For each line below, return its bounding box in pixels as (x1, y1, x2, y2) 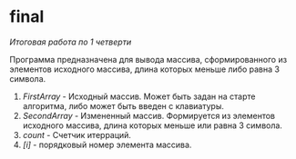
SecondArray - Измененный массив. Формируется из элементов (22, 110, 276, 121)
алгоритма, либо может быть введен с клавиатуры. (22, 100, 225, 111)
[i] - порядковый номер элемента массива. (22, 139, 192, 150)
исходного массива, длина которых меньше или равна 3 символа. (22, 120, 282, 131)
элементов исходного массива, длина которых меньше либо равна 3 (9, 64, 281, 75)
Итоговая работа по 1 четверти (9, 36, 132, 47)
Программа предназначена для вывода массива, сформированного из (9, 54, 288, 65)
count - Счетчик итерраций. (22, 129, 132, 140)
